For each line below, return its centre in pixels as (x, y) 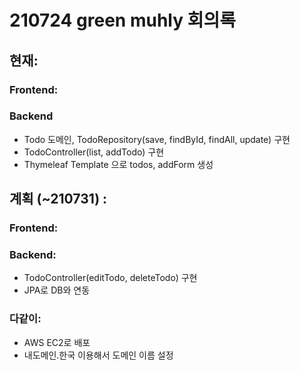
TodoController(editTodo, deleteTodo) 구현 (110, 278)
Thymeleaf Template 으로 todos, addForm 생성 (118, 164)
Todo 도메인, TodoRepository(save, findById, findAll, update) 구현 (157, 139)
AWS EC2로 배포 (57, 342)
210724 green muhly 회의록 (122, 20)
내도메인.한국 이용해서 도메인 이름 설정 (98, 355)
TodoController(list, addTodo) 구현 (94, 152)
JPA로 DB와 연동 (57, 290)
